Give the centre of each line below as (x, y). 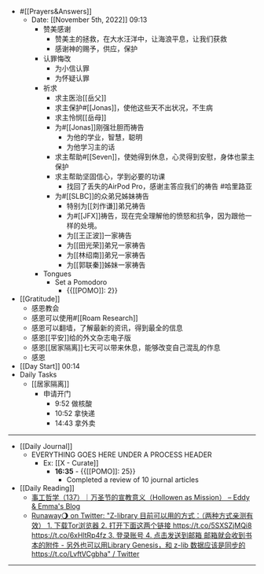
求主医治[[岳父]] (81, 98)
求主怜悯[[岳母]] (81, 118)
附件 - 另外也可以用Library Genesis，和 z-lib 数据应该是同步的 (145, 545)
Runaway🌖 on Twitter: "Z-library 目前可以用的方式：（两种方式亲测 (139, 515)
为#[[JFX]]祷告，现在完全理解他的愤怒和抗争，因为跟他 (156, 216)
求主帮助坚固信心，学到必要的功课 (110, 177)
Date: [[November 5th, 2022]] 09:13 (89, 20)
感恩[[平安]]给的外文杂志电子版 (81, 338)
